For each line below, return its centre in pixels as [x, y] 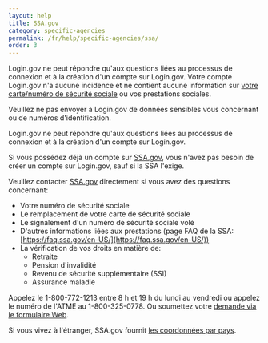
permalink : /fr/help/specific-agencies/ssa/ [84, 38]
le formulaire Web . [39, 315]
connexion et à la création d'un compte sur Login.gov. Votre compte [120, 77]
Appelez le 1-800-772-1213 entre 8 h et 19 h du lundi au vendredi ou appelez [134, 298]
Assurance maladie [64, 282]
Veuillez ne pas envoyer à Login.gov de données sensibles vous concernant [134, 110]
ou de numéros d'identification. [60, 118]
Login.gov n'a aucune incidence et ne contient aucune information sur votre [133, 86]
